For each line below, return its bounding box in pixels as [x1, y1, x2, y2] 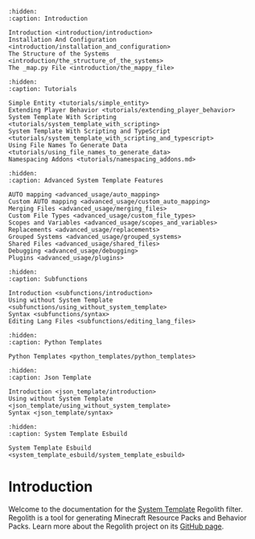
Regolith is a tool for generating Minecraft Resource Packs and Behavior [8, 512, 247, 522]
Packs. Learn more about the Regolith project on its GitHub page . [8, 521, 224, 531]
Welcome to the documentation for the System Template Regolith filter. [8, 504, 244, 514]
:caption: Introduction [8, 14, 88, 23]
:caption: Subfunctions [8, 275, 88, 283]
